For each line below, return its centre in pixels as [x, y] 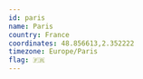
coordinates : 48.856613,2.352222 [71, 43]
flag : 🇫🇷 [27, 60]
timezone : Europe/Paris [53, 52]
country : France [39, 35]
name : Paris [31, 26]
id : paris [27, 18]
